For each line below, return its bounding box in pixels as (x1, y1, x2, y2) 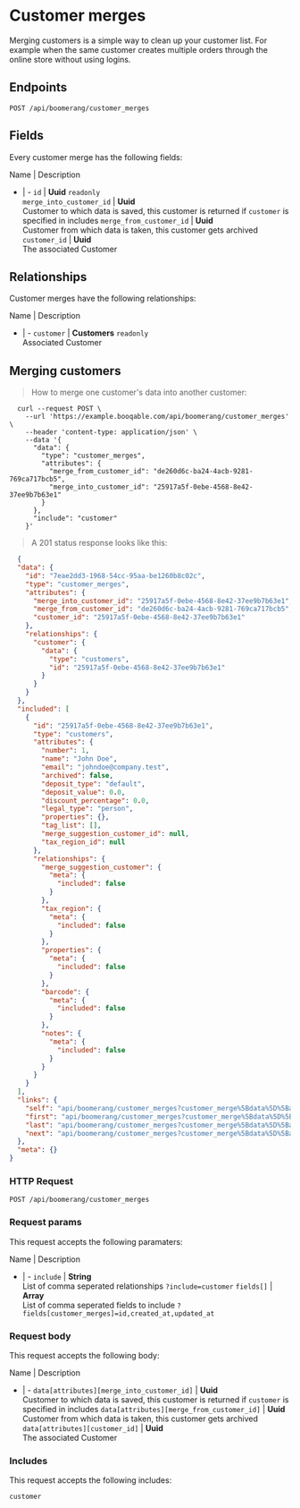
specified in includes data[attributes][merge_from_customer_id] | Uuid (21, 1403, 286, 1414)
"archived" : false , (41, 771, 114, 780)
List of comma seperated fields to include (21, 1299, 176, 1310)
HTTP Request (9, 1174, 74, 1187)
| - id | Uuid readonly (21, 186, 101, 197)
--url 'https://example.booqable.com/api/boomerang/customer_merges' (25, 413, 290, 422)
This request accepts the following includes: (9, 1475, 172, 1486)
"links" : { (17, 1095, 58, 1105)
